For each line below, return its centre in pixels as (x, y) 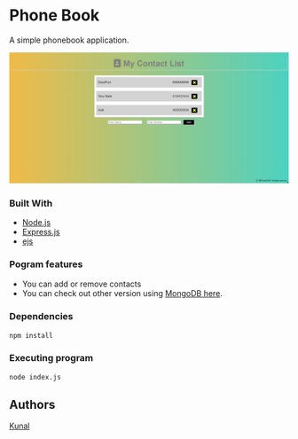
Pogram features (46, 264)
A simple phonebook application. (69, 40)
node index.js (35, 378)
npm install (31, 336)
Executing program (51, 358)
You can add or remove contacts (82, 284)
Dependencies (41, 316)
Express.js (41, 232)
